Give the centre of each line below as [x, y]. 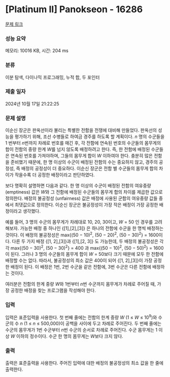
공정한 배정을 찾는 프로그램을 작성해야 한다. [53, 290]
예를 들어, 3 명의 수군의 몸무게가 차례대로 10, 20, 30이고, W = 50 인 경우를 [79, 222]
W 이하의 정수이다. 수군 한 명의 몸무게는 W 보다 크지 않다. [67, 336]
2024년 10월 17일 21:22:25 [32, 103]
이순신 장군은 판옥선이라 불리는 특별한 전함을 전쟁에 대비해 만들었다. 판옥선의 [81, 130]
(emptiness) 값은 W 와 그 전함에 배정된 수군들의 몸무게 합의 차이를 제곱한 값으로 [84, 192]
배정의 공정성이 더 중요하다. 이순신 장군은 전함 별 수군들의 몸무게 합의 [90, 169]
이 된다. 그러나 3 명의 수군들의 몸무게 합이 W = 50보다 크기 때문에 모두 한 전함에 [84, 254]
